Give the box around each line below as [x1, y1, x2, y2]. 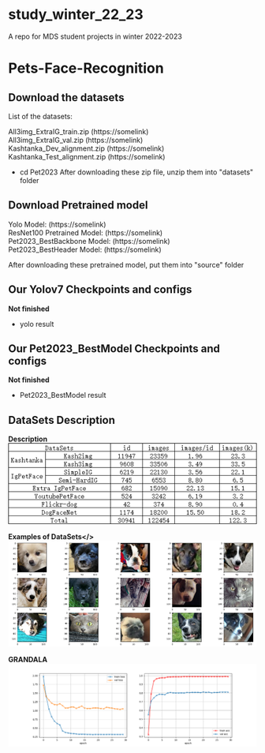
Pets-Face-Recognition [8, 59, 164, 77]
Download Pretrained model [8, 199, 148, 212]
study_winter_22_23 [8, 6, 144, 24]
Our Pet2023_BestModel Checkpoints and [8, 342, 221, 355]
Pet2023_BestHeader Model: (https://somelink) [8, 245, 162, 254]
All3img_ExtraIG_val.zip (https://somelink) [8, 135, 144, 144]
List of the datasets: [8, 111, 73, 121]
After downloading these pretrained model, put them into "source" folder [8, 260, 244, 269]
